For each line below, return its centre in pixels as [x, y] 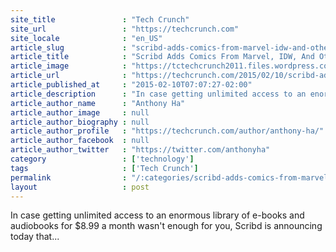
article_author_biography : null [80, 122]
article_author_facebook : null [80, 141]
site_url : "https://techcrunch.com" [125, 29]
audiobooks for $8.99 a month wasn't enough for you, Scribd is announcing [166, 226]
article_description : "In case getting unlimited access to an [158, 94]
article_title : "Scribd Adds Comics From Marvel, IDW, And [162, 57]
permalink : [69, 177]
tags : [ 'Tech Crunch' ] [104, 168]
